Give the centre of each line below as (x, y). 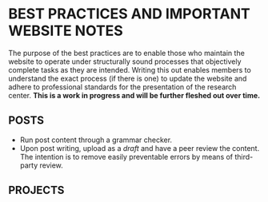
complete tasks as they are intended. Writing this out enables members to (130, 69)
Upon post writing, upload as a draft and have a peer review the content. (140, 148)
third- (244, 156)
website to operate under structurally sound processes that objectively (125, 61)
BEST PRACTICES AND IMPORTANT (129, 14)
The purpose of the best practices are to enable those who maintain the (127, 53)
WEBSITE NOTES (66, 31)
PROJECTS (36, 190)
